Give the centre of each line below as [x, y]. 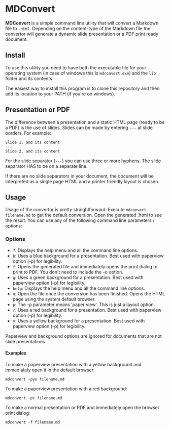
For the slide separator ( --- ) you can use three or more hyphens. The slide [83, 161]
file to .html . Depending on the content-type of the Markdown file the [78, 28]
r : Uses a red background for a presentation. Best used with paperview [87, 310]
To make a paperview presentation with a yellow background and [73, 364]
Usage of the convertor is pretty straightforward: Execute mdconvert [76, 210]
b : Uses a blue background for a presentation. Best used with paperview [88, 256]
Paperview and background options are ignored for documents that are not [84, 336]
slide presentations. [26, 341]
